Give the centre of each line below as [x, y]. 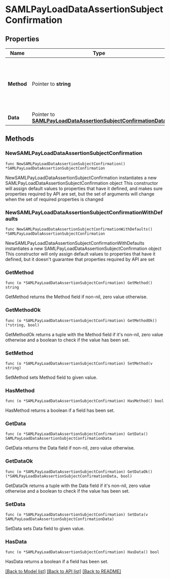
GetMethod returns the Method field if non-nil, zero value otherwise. [76, 297]
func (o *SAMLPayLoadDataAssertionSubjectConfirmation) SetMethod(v [79, 363]
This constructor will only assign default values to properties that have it [80, 254]
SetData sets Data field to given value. [45, 529]
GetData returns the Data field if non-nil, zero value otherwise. [70, 448]
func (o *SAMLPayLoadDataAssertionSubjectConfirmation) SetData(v [77, 515]
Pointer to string [51, 84]
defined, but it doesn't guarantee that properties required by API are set [80, 259]
